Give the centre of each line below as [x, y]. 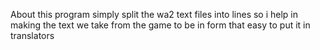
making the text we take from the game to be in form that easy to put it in [160, 25]
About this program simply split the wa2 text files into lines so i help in [154, 14]
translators [32, 35]
